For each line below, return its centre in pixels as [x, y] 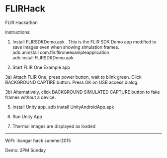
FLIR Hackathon [22, 22]
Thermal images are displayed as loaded [54, 126]
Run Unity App [27, 116]
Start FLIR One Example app [41, 67]
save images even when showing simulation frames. [66, 47]
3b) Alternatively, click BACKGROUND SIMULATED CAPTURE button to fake [83, 92]
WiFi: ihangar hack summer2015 [38, 141]
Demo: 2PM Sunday [26, 150]
